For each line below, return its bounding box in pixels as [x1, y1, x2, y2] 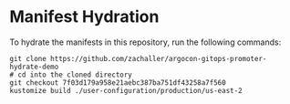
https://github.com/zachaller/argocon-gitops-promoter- [49, 54, 267, 63]
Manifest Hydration [9, 6, 160, 27]
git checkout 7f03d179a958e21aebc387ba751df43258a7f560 [9, 78, 226, 88]
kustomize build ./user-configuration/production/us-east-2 [9, 86, 243, 95]
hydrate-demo [9, 62, 59, 71]
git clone [9, 54, 47, 63]
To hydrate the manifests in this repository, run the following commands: [9, 36, 282, 47]
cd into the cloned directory [17, 70, 132, 79]
